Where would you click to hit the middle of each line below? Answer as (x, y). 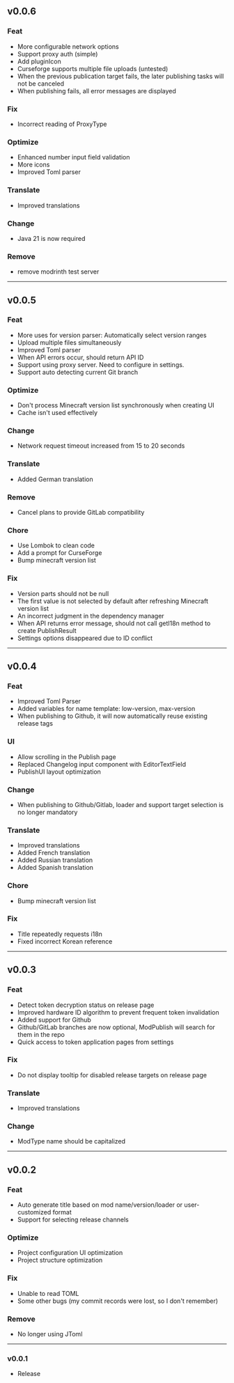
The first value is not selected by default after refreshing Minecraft (113, 601)
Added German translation (55, 479)
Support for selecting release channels (73, 1220)
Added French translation (54, 853)
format (62, 1212)
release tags (35, 724)
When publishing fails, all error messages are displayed (96, 91)
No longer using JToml (50, 1334)
